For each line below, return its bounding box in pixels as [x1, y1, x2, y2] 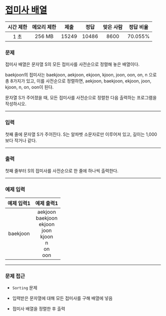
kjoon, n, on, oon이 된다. [5, 84, 54, 90]
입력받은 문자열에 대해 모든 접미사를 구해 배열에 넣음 [12, 295, 113, 301]
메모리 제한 [32, 23, 57, 30]
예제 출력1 [35, 200, 58, 207]
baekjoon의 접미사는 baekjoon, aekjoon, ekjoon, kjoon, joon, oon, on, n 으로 [5, 72, 157, 78]
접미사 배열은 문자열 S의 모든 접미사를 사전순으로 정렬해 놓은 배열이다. [5, 61, 140, 67]
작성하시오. [5, 101, 27, 107]
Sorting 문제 [12, 285, 38, 291]
